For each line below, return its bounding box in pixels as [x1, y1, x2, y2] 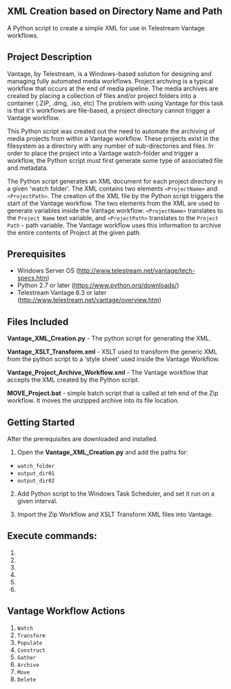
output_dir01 [17, 470, 55, 477]
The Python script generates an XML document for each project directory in [7, 177, 223, 185]
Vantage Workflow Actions [7, 605, 125, 617]
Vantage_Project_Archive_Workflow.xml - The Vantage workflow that [7, 369, 208, 377]
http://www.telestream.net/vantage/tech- [78, 266, 195, 275]
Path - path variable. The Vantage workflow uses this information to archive [7, 221, 222, 229]
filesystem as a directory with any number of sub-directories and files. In [7, 142, 214, 150]
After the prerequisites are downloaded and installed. [7, 435, 159, 443]
